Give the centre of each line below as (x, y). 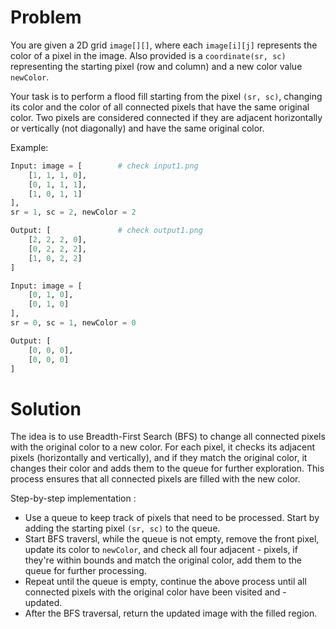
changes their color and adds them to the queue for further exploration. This (167, 468)
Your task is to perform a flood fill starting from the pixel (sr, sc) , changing (166, 96)
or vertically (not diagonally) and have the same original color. (137, 128)
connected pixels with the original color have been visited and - (155, 592)
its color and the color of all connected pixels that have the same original (160, 107)
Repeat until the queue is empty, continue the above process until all (165, 582)
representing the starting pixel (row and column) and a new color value (156, 66)
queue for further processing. (85, 571)
